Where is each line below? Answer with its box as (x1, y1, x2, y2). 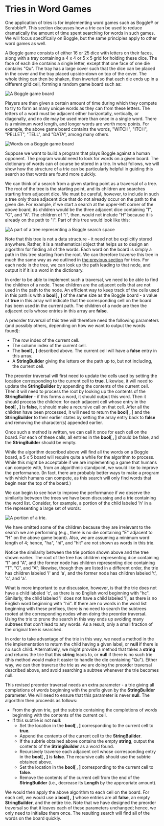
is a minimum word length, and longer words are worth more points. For (5, 121, 149, 127)
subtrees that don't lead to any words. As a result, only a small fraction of (5, 621, 153, 627)
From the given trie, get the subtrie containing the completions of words (12, 707, 158, 713)
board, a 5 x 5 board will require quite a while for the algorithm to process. (5, 454, 155, 460)
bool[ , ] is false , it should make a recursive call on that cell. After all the (5, 404, 150, 410)
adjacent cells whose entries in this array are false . (5, 307, 108, 314)
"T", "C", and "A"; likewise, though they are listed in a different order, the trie (5, 565, 158, 571)
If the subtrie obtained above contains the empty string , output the (19, 738, 155, 744)
